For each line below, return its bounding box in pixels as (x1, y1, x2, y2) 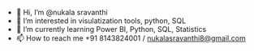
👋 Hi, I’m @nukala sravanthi (15, 8, 108, 17)
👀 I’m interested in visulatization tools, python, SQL (15, 16, 187, 25)
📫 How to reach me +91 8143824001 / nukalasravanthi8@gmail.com (15, 33, 246, 43)
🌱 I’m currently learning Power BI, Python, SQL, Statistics (15, 25, 207, 33)
